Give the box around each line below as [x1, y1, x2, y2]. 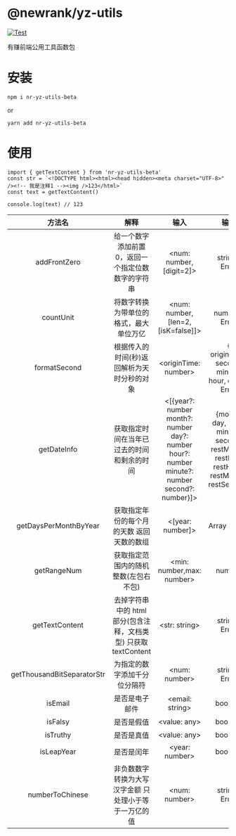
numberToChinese [27, 790, 89, 799]
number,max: [157, 565, 202, 575]
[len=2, [167, 316, 192, 326]
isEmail [46, 698, 70, 708]
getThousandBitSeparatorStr [11, 669, 105, 679]
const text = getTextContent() [7, 188, 99, 195]
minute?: [165, 466, 195, 476]
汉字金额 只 [112, 785, 150, 795]
